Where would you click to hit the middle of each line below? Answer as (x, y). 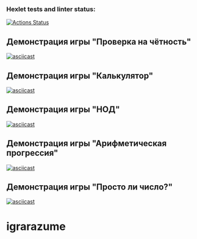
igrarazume (36, 226)
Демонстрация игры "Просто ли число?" (89, 187)
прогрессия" (32, 153)
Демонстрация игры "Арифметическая (87, 143)
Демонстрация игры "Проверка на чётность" (99, 42)
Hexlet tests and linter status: (51, 9)
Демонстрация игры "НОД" (63, 110)
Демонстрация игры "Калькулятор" (80, 75)
